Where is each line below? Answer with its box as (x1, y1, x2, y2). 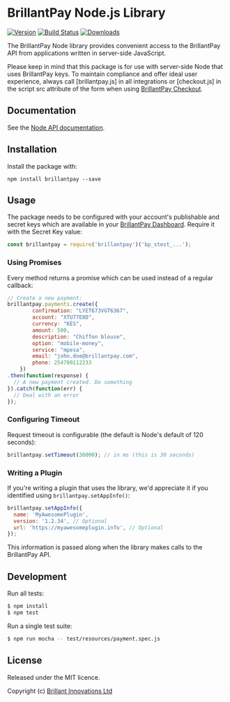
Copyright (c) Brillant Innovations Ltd (7, 687, 113, 695)
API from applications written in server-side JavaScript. (7, 49, 166, 57)
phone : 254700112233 (32, 359, 92, 367)
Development (7, 570, 68, 583)
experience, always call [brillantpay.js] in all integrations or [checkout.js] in (7, 77, 222, 85)
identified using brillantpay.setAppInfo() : (7, 491, 130, 499)
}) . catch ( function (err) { (7, 385, 82, 392)
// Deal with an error (13, 392, 79, 399)
